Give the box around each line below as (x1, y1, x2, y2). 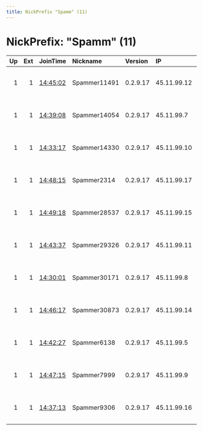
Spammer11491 (72, 78, 120, 86)
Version (124, 57, 148, 65)
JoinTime (39, 57, 66, 65)
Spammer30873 (72, 306, 120, 314)
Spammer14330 (72, 143, 120, 152)
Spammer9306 (72, 403, 116, 412)
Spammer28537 (72, 208, 120, 216)
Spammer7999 (72, 371, 116, 379)
